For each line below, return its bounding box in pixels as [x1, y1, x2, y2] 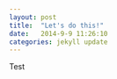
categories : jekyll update [9, 37, 108, 47]
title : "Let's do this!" [9, 21, 104, 30]
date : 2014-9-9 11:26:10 [9, 29, 108, 38]
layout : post [9, 12, 57, 22]
